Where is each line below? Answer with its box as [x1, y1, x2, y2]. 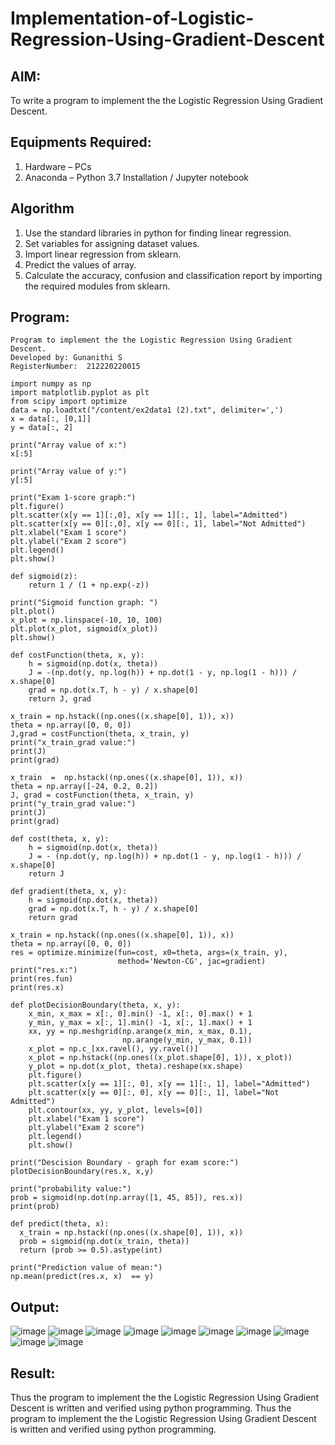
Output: [10, 1298, 60, 1316]
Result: [10, 1365, 56, 1382]
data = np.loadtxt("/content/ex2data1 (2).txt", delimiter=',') [10, 405, 284, 416]
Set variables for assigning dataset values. [24, 237, 200, 249]
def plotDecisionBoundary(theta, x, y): [10, 1000, 182, 1011]
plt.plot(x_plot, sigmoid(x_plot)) [10, 624, 159, 634]
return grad [28, 913, 78, 923]
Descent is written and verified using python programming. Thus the [10, 1402, 292, 1414]
